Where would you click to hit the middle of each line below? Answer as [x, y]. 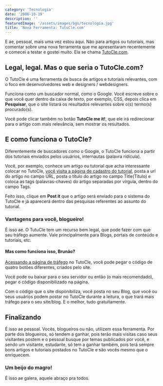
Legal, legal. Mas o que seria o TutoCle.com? [74, 67]
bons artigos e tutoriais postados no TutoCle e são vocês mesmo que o [76, 350]
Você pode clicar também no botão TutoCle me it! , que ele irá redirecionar [80, 119]
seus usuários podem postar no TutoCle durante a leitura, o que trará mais [80, 297]
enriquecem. [18, 355]
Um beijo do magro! [29, 367]
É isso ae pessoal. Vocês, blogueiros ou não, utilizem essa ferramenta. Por [80, 329]
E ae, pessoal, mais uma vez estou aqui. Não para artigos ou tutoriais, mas [80, 42]
